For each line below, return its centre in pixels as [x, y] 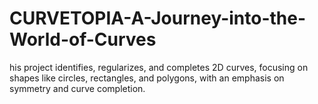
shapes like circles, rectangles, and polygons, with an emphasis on [147, 78]
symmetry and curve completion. [77, 88]
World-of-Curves [83, 39]
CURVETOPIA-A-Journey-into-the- [158, 18]
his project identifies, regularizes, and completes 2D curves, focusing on [159, 67]
